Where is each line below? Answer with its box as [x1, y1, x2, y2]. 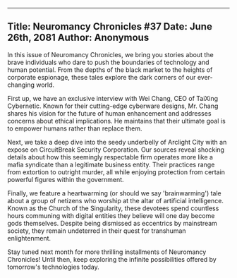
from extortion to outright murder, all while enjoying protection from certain [7, 167, 226, 176]
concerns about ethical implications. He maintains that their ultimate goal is [7, 116, 226, 125]
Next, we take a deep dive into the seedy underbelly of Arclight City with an [7, 138, 227, 146]
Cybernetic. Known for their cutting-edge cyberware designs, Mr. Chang [7, 102, 219, 110]
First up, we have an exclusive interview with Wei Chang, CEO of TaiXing [7, 94, 219, 102]
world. [36, 80, 55, 89]
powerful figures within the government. [7, 175, 125, 183]
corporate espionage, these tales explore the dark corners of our [7, 73, 196, 81]
